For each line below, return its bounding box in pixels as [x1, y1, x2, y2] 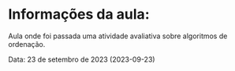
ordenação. [8, 39, 46, 48]
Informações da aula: [8, 5, 150, 23]
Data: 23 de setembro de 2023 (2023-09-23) [8, 55, 155, 64]
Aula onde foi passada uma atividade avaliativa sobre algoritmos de [8, 31, 228, 41]
